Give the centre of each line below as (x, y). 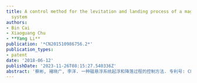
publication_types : (30, 50)
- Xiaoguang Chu (26, 33)
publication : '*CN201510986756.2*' (50, 44)
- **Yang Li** (23, 39)
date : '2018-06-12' (30, 60)
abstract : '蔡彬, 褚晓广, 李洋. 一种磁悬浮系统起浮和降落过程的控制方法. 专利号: (96, 71)
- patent (17, 55)
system (19, 17)
